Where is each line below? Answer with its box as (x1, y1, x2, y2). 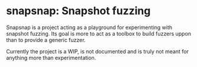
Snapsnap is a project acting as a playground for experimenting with (6, 24, 173, 31)
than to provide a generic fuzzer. (6, 36, 86, 43)
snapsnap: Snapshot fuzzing (6, 4, 151, 18)
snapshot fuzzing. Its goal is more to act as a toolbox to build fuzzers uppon (6, 30, 191, 37)
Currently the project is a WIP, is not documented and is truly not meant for (6, 47, 189, 55)
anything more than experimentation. (6, 54, 96, 61)
